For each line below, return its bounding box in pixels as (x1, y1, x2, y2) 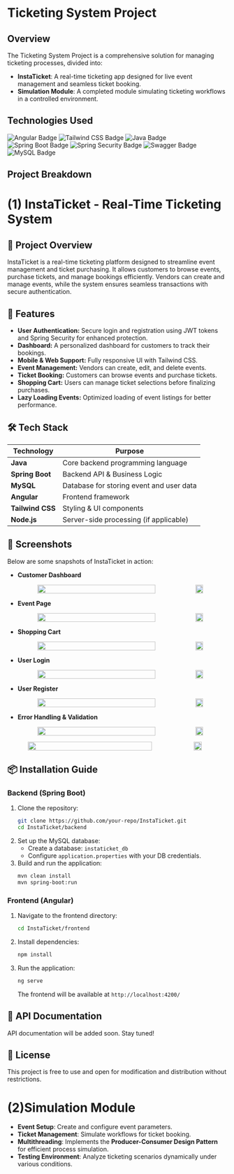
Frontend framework (62, 492, 130, 502)
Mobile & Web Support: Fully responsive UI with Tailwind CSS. (17, 356, 198, 365)
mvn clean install (17, 872, 71, 879)
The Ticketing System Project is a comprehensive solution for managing (7, 51, 214, 59)
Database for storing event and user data (62, 481, 197, 490)
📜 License (7, 1049, 51, 1061)
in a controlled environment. (17, 94, 98, 103)
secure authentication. (7, 288, 72, 296)
